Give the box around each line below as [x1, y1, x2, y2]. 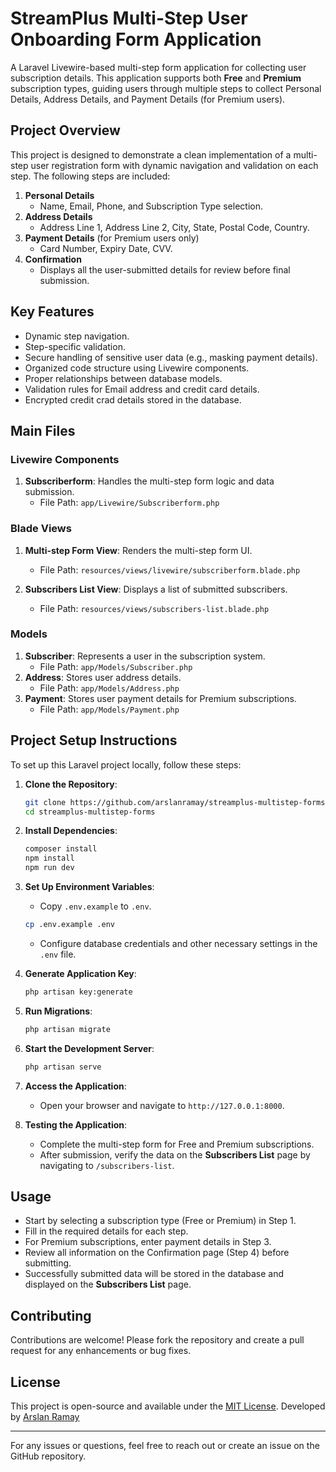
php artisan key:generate [24, 987, 133, 997]
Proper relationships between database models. [24, 372, 223, 384]
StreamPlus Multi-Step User [10, 7, 248, 30]
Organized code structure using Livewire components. [24, 362, 250, 374]
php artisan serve [24, 1062, 102, 1072]
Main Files [10, 422, 76, 439]
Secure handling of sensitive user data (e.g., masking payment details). [24, 351, 318, 363]
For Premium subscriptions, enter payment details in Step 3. [24, 1236, 272, 1248]
